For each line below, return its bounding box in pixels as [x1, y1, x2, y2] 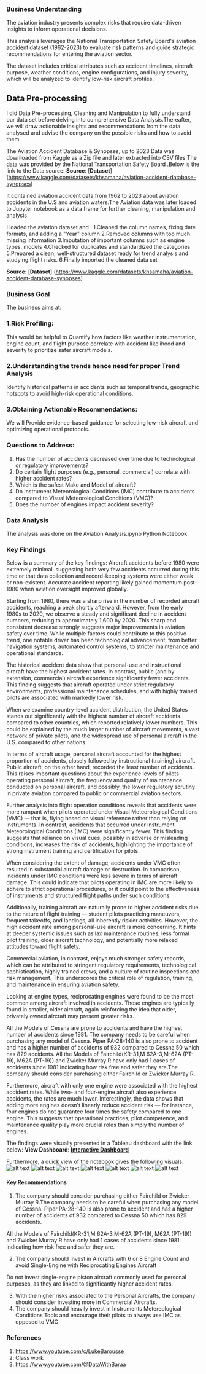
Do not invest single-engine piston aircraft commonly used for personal [6, 1274, 187, 1281]
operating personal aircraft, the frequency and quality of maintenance [6, 777, 183, 784]
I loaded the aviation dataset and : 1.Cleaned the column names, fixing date [6, 224, 196, 231]
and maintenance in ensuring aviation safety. [6, 981, 120, 988]
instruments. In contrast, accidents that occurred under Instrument [6, 821, 175, 828]
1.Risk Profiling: [6, 319, 54, 328]
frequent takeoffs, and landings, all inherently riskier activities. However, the [6, 917, 198, 924]
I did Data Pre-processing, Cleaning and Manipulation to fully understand [6, 109, 191, 117]
